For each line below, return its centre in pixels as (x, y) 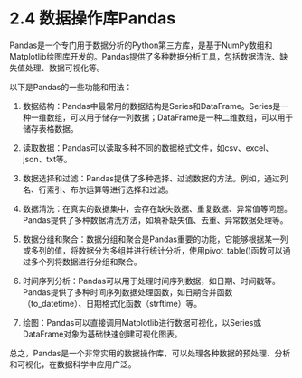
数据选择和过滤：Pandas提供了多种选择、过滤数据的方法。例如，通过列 (155, 178)
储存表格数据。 (50, 128)
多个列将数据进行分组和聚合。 (86, 262)
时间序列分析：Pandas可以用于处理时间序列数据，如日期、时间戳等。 (151, 281)
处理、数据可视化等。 (65, 68)
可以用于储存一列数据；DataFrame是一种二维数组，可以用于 (182, 117)
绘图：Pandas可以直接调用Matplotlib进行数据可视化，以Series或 (142, 322)
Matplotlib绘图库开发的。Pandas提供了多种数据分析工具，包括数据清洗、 (145, 56)
